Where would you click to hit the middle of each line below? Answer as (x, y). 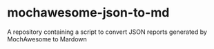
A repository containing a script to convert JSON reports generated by (107, 32)
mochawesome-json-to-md (88, 13)
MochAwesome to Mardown (47, 39)
